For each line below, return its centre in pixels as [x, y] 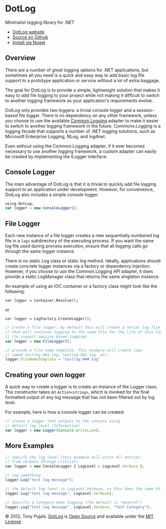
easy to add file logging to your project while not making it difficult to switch [82, 95]
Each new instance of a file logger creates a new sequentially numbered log [82, 236]
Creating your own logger [45, 375]
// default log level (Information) [43, 426]
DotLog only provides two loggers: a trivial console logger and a [70, 110]
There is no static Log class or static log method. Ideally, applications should [83, 261]
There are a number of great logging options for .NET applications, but [77, 70]
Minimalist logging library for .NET [40, 22]
